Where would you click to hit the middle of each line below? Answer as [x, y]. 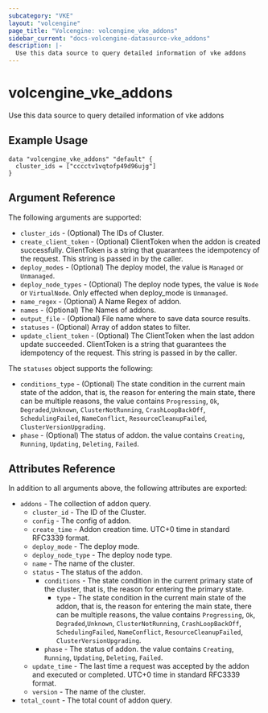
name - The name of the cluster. [83, 563]
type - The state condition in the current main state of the [151, 598]
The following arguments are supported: [75, 217]
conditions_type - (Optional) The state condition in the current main [132, 384]
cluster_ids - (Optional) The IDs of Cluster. [92, 233]
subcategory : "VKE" [41, 16]
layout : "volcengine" [45, 23]
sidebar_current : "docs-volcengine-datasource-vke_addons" [109, 38]
